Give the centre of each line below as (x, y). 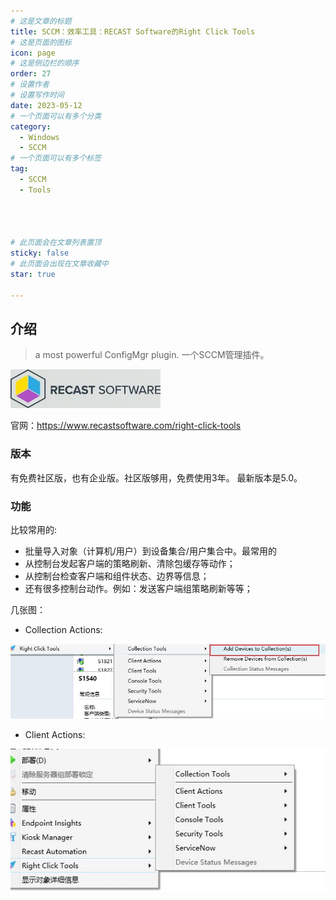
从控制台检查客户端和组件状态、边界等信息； (117, 576)
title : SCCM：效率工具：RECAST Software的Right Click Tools (133, 31)
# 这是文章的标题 (41, 21)
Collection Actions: (63, 629)
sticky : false (40, 253)
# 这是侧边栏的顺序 (45, 63)
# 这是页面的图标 (41, 42)
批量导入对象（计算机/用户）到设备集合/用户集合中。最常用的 (150, 551)
